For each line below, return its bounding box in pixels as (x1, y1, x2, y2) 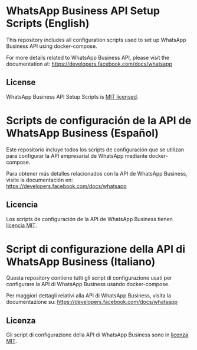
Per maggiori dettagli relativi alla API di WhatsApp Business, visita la (6, 292, 172, 299)
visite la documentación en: (6, 176, 73, 183)
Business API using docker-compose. (6, 43, 97, 50)
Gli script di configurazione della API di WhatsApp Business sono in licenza (6, 331, 189, 338)
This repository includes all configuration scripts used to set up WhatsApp (6, 36, 186, 43)
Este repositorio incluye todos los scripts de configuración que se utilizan (6, 146, 185, 153)
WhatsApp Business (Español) (6, 126, 159, 140)
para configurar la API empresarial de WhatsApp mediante (6, 152, 148, 159)
